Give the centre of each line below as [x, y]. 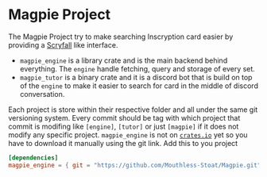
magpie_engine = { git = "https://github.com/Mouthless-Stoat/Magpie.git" [135, 165]
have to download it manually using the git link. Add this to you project [123, 143]
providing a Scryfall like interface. [63, 44]
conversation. [42, 94]
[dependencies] [33, 158]
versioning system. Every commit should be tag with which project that [124, 117]
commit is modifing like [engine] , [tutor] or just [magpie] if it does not [124, 126]
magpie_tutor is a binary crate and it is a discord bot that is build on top [136, 77]
